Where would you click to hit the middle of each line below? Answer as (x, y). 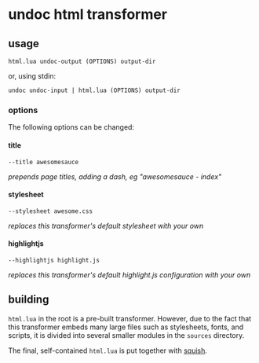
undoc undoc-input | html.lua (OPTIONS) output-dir (94, 90)
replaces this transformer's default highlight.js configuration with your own (129, 275)
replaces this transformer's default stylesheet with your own (106, 225)
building (29, 300)
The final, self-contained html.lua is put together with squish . (108, 350)
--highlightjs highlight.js (54, 260)
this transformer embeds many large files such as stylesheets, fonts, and (126, 327)
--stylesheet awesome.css (50, 211)
